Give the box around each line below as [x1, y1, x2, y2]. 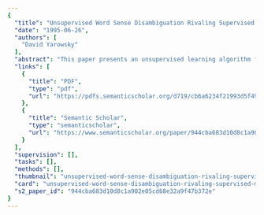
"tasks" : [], [14, 158, 58, 166]
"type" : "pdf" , [28, 84, 79, 93]
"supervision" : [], [14, 150, 79, 158]
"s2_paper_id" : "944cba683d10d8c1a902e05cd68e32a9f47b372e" [14, 187, 216, 195]
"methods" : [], [14, 165, 65, 173]
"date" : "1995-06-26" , [14, 26, 89, 34]
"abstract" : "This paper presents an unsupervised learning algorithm [14, 56, 251, 64]
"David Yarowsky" [21, 41, 79, 49]
